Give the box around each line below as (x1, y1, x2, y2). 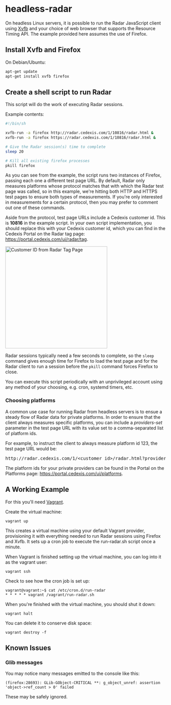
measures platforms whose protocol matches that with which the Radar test (5, 183, 164, 189)
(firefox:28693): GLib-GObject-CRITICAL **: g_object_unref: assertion (5, 681, 160, 686)
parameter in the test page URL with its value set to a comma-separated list (5, 424, 164, 431)
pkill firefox (5, 163, 36, 168)
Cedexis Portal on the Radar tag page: (5, 231, 85, 237)
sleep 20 (5, 149, 24, 154)
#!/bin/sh (5, 121, 26, 127)
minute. (5, 544, 21, 550)
